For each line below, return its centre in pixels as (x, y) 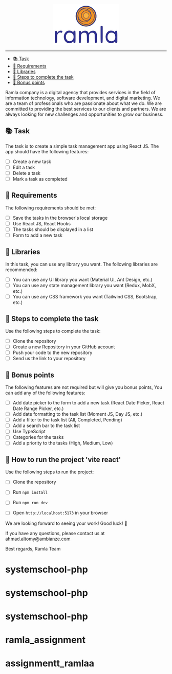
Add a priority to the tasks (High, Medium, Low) (63, 443)
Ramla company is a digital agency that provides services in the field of (80, 92)
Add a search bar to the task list (46, 425)
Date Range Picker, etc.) (38, 409)
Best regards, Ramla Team (33, 548)
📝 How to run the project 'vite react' (63, 459)
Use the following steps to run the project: (50, 472)
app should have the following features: (47, 151)
